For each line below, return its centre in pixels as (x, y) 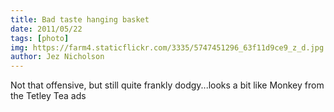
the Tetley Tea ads (48, 96)
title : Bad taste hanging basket (80, 19)
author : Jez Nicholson (57, 57)
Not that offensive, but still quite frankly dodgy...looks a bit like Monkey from (167, 85)
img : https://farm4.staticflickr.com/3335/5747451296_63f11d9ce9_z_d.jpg (167, 47)
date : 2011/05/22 (46, 29)
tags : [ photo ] (40, 38)
